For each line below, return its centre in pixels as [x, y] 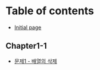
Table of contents [50, 11]
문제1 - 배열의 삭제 [35, 61]
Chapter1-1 [26, 46]
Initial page [28, 27]
